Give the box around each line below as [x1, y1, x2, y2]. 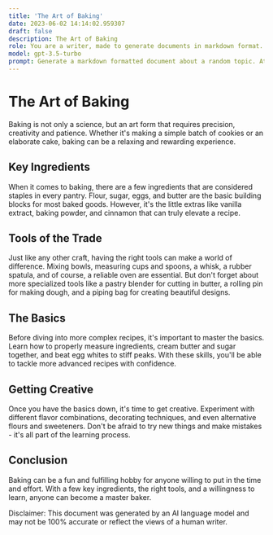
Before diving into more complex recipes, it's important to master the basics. [8, 333, 265, 343]
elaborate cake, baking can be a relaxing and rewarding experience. [8, 136, 236, 147]
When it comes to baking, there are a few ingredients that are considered [8, 182, 253, 191]
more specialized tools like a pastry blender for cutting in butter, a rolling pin [8, 278, 263, 289]
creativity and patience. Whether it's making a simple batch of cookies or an [8, 128, 264, 138]
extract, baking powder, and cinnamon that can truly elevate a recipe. [8, 208, 241, 217]
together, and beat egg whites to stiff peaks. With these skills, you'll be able [8, 350, 262, 360]
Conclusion [8, 454, 68, 467]
